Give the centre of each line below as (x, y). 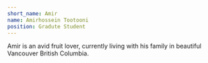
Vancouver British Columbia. (48, 53)
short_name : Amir (32, 13)
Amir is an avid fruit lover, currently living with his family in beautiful (104, 46)
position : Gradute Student (46, 26)
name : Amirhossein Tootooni (48, 20)
